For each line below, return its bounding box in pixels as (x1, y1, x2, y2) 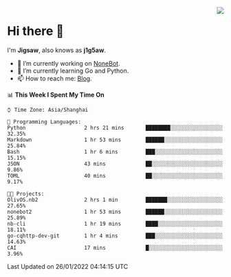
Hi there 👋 (7, 23, 64, 39)
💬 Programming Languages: (7, 118, 81, 125)
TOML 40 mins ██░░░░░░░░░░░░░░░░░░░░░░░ (7, 172, 223, 179)
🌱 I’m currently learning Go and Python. (16, 67, 129, 75)
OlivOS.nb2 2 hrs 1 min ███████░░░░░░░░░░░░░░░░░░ (7, 196, 223, 203)
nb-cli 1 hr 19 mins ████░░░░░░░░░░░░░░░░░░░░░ (7, 220, 223, 227)
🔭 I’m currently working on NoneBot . (16, 59, 120, 67)
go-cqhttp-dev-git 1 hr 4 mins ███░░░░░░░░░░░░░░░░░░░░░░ (7, 232, 223, 239)
